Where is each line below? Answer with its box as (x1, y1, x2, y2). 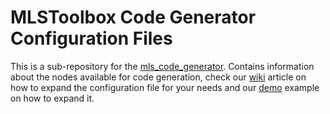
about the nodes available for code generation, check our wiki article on (10, 71, 307, 83)
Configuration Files (10, 27, 173, 50)
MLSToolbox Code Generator (10, 6, 257, 29)
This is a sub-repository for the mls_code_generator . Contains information (10, 60, 315, 72)
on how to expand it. (10, 92, 95, 104)
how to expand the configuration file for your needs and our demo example (10, 81, 320, 93)
